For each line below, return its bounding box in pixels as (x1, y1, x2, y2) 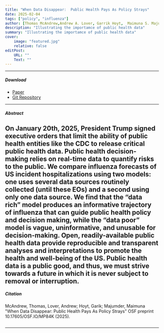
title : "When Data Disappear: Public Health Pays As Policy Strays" (5, 7, 150, 12)
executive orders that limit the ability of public (5, 132, 148, 140)
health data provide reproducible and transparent (5, 239, 159, 247)
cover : (5, 35, 19, 40)
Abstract (5, 110, 23, 116)
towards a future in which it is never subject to (5, 269, 149, 278)
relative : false (14, 44, 47, 48)
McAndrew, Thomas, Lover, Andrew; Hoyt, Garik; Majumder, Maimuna (5, 303, 145, 309)
